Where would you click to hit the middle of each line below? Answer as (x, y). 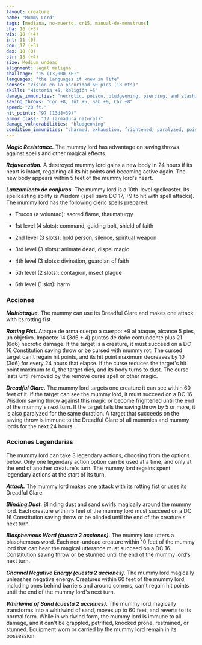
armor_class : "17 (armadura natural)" (55, 118)
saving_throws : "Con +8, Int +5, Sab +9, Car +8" (70, 101)
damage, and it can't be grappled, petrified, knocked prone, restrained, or (97, 623)
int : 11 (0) (21, 40)
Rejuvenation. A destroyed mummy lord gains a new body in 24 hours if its (99, 165)
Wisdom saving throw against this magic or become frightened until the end (100, 401)
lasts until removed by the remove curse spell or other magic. (82, 376)
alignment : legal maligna (38, 68)
